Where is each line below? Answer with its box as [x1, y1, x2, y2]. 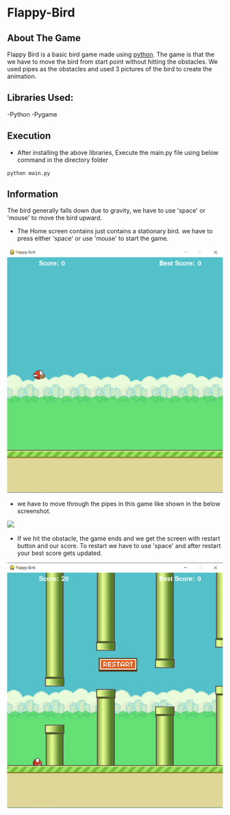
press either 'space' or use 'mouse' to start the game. [16, 235, 169, 243]
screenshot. [16, 506, 51, 515]
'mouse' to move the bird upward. [7, 214, 103, 222]
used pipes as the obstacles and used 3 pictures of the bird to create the [7, 65, 212, 73]
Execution [7, 130, 51, 142]
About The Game [7, 32, 81, 44]
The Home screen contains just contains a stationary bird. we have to [16, 227, 214, 235]
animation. [7, 72, 37, 80]
